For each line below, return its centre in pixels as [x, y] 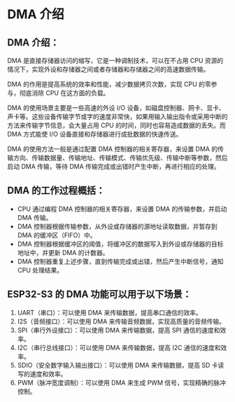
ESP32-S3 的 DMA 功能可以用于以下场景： [100, 294]
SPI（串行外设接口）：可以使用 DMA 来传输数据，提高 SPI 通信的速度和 [119, 330]
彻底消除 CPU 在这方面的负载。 [64, 93]
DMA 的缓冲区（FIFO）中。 [57, 235]
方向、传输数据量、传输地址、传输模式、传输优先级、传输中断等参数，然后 [120, 158]
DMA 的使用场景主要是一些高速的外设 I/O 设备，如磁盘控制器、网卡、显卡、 [116, 108]
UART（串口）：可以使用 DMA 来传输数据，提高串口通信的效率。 [109, 312]
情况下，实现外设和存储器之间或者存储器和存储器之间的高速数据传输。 [108, 69]
